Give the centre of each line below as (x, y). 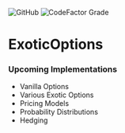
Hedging (34, 120)
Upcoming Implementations (62, 69)
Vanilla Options (44, 87)
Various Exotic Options (57, 95)
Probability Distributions (59, 112)
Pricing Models (44, 104)
